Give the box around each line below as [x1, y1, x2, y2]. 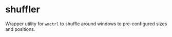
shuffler [5, 4, 40, 15]
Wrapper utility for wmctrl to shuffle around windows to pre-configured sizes [5, 21, 167, 27]
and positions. [5, 26, 35, 32]
